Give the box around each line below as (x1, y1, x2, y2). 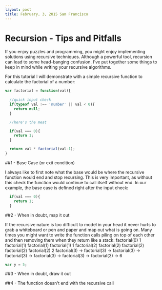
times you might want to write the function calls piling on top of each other (5, 232, 155, 238)
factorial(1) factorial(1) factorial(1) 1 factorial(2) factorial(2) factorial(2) (5, 242, 144, 248)
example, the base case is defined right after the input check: (5, 185, 128, 191)
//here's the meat (9, 120, 47, 125)
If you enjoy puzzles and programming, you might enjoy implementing (5, 49, 145, 55)
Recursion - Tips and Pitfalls (5, 33, 122, 44)
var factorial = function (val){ (5, 88, 71, 93)
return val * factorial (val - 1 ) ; (9, 147, 76, 152)
